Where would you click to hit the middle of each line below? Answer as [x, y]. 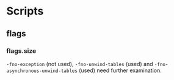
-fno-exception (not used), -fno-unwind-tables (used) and [80, 64]
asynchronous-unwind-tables [42, 71]
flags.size [21, 51]
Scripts [25, 11]
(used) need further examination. [120, 70]
